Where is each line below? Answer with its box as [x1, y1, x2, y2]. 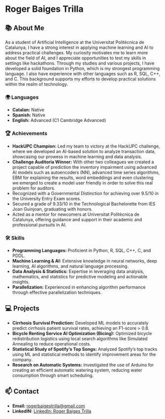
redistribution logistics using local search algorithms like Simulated [12, 336, 148, 342]
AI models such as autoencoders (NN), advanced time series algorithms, [12, 169, 160, 175]
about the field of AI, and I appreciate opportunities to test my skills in [5, 55, 146, 61]
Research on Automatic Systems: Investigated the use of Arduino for [12, 362, 154, 368]
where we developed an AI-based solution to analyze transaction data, [12, 148, 156, 154]
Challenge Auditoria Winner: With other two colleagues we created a [12, 159, 154, 165]
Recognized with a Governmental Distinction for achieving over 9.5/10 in [12, 190, 159, 196]
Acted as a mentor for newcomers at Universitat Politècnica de [12, 211, 139, 217]
